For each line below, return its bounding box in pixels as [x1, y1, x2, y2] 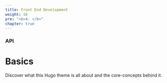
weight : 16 [5, 12, 28, 17]
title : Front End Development [5, 7, 68, 12]
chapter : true [5, 21, 35, 26]
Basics [5, 56, 34, 67]
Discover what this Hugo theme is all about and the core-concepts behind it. [5, 73, 162, 79]
